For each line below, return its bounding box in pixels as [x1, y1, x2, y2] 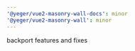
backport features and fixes [6, 36, 88, 44]
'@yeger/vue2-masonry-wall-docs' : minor [6, 10, 129, 17]
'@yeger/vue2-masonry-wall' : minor [6, 17, 112, 24]
